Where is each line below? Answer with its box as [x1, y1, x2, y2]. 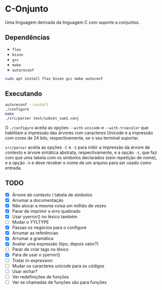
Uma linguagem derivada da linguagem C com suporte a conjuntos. [5, 19, 140, 25]
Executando [5, 90, 42, 98]
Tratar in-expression [12, 258, 53, 263]
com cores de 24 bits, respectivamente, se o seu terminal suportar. [5, 135, 139, 141]
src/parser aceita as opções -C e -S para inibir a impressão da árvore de [5, 144, 150, 150]
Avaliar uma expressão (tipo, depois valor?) [12, 241, 98, 247]
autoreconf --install [5, 103, 49, 107]
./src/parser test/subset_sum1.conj [5, 116, 79, 121]
